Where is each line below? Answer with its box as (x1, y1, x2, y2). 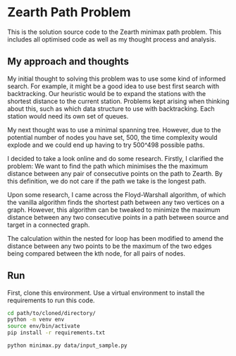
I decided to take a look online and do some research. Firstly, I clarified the (7, 154, 224, 162)
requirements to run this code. (7, 296, 95, 304)
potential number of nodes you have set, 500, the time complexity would (7, 133, 218, 141)
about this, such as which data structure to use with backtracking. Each (7, 104, 215, 113)
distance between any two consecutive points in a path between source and (7, 213, 229, 221)
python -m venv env (7, 316, 65, 324)
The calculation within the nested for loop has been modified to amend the (7, 234, 224, 242)
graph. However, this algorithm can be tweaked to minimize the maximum (7, 206, 221, 214)
